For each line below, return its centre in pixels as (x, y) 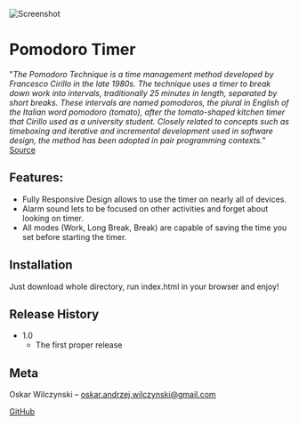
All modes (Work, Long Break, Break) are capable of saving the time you (154, 228)
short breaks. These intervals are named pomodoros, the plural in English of (149, 102)
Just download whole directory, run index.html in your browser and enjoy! (144, 286)
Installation (41, 265)
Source (22, 149)
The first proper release (79, 345)
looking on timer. (53, 218)
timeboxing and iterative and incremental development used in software (141, 131)
